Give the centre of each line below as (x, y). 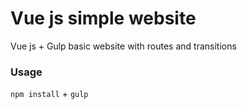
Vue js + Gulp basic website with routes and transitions (123, 46)
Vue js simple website (103, 18)
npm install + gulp (49, 94)
